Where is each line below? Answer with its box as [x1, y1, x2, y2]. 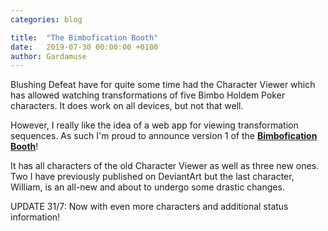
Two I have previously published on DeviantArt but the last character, [10, 171, 295, 183]
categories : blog [10, 14, 83, 25]
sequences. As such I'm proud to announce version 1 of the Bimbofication [10, 130, 318, 142]
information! [10, 211, 61, 223]
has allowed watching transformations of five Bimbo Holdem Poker [10, 89, 286, 101]
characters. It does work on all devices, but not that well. [10, 100, 244, 112]
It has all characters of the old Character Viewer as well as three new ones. [10, 160, 320, 172]
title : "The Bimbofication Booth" [10, 32, 159, 43]
